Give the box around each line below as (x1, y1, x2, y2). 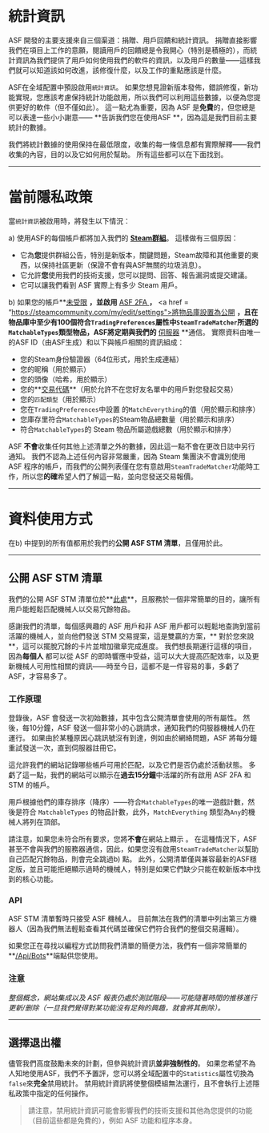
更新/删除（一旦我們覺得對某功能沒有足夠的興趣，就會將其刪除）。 (8, 1002, 226, 1012)
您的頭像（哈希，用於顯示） (19, 374, 112, 384)
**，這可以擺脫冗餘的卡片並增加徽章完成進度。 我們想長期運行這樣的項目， (8, 641, 256, 651)
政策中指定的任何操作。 (14, 1089, 93, 1099)
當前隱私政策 (8, 188, 94, 207)
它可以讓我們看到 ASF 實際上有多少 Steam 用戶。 (19, 280, 183, 289)
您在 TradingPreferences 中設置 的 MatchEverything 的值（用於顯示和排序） (19, 404, 260, 413)
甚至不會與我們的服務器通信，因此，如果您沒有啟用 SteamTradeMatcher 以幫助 (8, 844, 259, 853)
